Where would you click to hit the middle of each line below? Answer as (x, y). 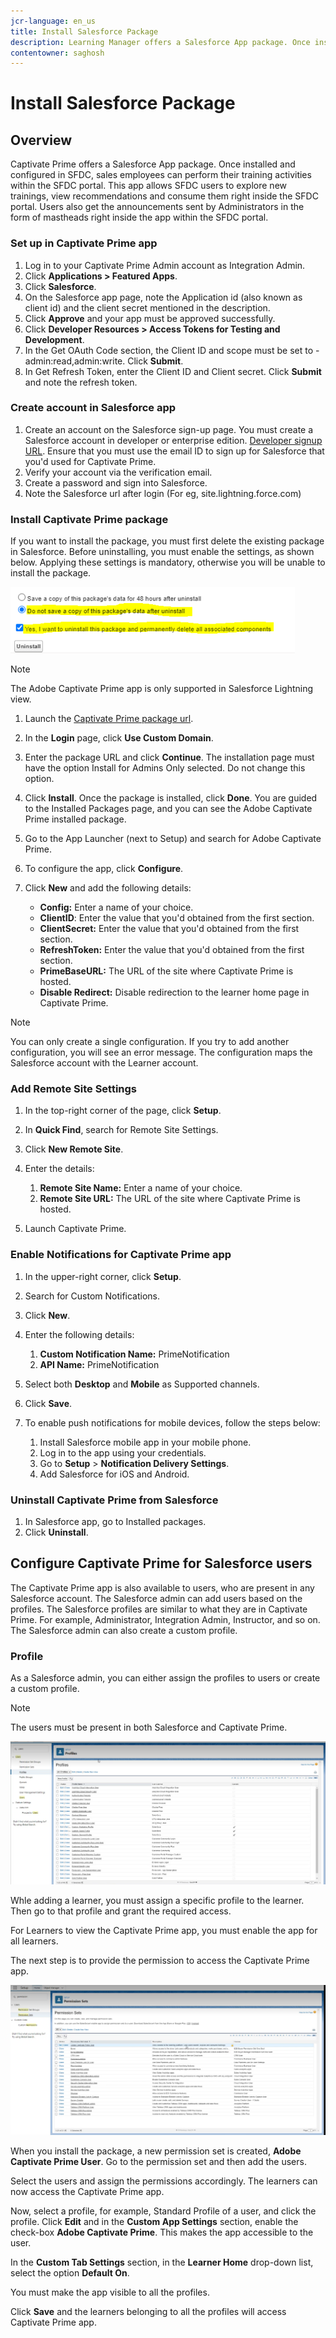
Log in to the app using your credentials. (123, 1452)
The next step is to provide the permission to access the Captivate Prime (160, 1961)
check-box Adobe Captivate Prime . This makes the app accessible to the (162, 2232)
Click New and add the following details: (108, 888)
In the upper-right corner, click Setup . (103, 1276)
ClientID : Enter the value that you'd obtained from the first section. (177, 918)
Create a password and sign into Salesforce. (116, 482)
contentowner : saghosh (57, 53)
